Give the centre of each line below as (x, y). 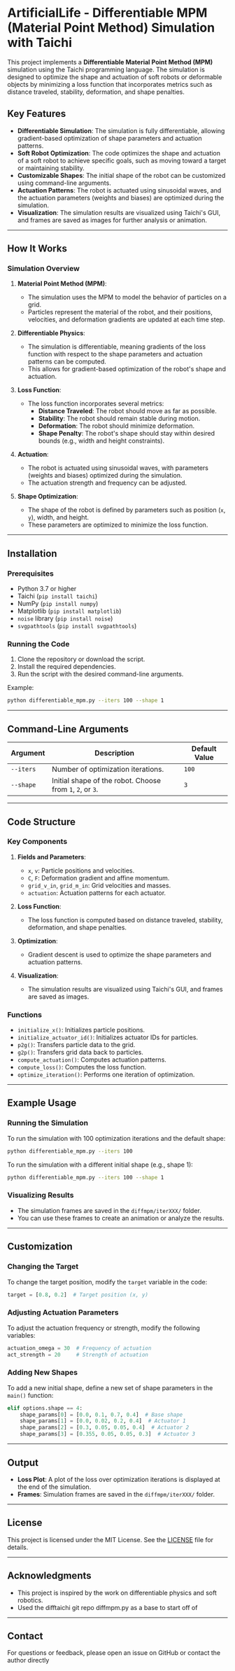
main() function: (30, 1395)
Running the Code (38, 644)
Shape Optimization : (48, 497)
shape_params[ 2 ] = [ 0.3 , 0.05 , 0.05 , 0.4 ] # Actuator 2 (105, 1428)
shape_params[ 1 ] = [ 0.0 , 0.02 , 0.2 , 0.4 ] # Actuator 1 (103, 1421)
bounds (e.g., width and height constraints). (101, 441)
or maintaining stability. (51, 168)
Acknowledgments (50, 1576)
